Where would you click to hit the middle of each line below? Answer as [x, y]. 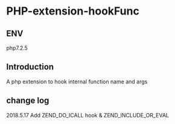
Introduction [30, 67]
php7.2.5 [17, 48]
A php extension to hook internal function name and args [77, 81]
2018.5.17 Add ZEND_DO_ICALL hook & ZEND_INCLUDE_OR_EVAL [88, 115]
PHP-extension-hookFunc [73, 11]
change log [28, 101]
